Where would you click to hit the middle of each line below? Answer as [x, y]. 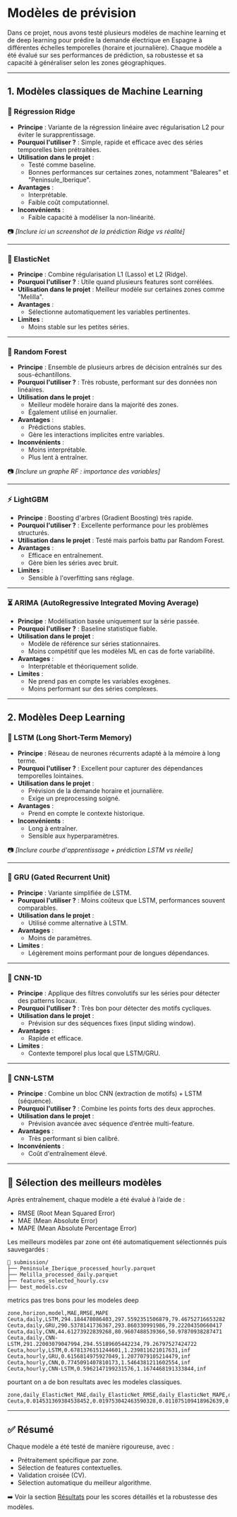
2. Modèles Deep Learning [66, 718]
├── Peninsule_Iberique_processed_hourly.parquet [82, 1269]
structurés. [33, 532]
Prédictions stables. [57, 427]
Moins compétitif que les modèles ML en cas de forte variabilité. [121, 651]
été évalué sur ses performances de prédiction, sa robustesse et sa [105, 55]
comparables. [37, 908]
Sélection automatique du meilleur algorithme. [84, 1483]
